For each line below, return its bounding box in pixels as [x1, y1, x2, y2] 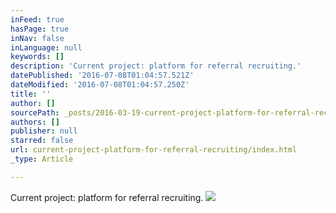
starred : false [10, 136, 74, 146]
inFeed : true [10, 14, 65, 25]
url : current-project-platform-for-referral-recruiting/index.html [10, 145, 298, 155]
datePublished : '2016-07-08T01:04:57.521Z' [10, 71, 195, 81]
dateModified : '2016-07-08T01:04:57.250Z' [10, 80, 190, 90]
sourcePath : [10, 107, 60, 118]
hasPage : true [10, 24, 70, 34]
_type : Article [10, 154, 74, 164]
